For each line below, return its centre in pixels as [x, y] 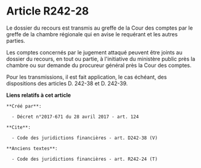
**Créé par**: [24, 106]
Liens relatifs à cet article [39, 95]
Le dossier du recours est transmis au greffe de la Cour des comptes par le [100, 28]
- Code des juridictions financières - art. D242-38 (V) [85, 138]
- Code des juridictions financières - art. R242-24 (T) [85, 159]
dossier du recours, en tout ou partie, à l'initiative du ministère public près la [101, 59]
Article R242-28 [48, 11]
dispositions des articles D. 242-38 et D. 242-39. [67, 83]
